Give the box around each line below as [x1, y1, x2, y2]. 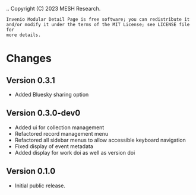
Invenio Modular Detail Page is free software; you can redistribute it [6, 17, 190, 23]
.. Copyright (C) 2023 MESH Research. [6, 5, 101, 12]
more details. [6, 32, 42, 38]
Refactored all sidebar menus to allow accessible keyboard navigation [14, 136, 186, 143]
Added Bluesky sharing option [14, 91, 89, 98]
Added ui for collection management [14, 124, 105, 131]
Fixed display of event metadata [14, 142, 94, 150]
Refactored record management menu [14, 130, 109, 137]
